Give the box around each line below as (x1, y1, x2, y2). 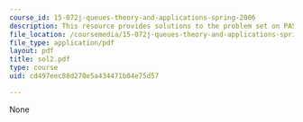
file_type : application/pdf (9, 38, 115, 48)
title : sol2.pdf (9, 55, 70, 64)
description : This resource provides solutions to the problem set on (9, 22, 280, 30)
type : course (9, 64, 59, 73)
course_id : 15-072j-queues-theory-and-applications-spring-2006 (9, 13, 256, 22)
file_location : (9, 30, 67, 39)
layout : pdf (9, 47, 54, 56)
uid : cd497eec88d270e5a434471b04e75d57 (9, 72, 160, 81)
